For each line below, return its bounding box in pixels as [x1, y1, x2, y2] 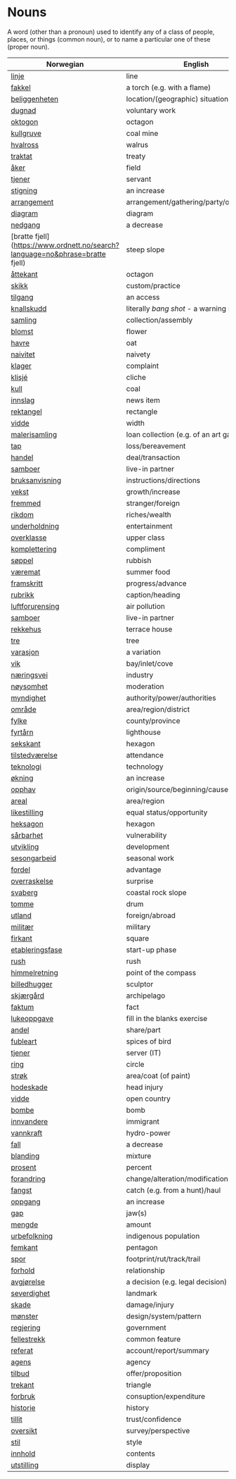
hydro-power [126, 1128, 171, 1138]
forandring [11, 1174, 46, 1184]
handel [11, 452, 34, 462]
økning [11, 773, 34, 783]
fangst [11, 1185, 32, 1195]
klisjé [11, 372, 28, 382]
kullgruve [11, 128, 42, 138]
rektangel [11, 407, 42, 416]
